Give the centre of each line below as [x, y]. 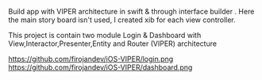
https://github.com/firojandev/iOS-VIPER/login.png [91, 59]
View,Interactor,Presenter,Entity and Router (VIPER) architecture [112, 44]
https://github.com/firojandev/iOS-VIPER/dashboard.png [100, 67]
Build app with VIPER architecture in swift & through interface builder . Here [131, 11]
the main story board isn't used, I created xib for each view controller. [122, 20]
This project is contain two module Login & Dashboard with [105, 35]
